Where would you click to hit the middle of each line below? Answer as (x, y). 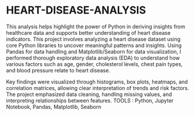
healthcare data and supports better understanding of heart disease (88, 32)
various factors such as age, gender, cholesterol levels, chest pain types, (95, 64)
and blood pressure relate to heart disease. (58, 70)
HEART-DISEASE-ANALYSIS (76, 10)
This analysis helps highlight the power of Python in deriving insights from (96, 26)
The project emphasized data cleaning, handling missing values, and (89, 94)
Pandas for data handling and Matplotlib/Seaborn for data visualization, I (94, 51)
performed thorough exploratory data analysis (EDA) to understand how (93, 58)
